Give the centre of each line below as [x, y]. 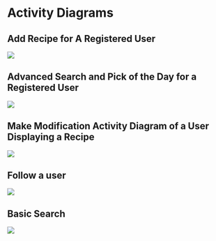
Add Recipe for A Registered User [82, 39]
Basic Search [36, 213]
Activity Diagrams [60, 13]
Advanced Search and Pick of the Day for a [102, 77]
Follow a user [37, 176]
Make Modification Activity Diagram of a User [108, 126]
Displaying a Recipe [51, 137]
